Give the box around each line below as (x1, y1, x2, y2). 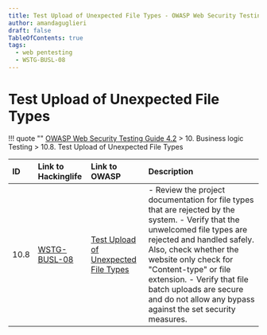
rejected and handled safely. (148, 234, 254, 245)
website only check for (148, 254, 234, 265)
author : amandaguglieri (8, 19, 87, 27)
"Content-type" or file (148, 263, 231, 275)
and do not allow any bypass (148, 294, 255, 305)
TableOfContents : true (8, 33, 83, 42)
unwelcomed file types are (148, 224, 248, 235)
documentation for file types (148, 194, 254, 205)
